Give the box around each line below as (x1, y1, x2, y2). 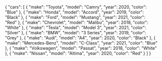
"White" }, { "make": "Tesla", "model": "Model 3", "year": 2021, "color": (5, 25, 146, 30)
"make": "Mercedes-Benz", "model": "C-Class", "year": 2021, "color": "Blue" (5, 40, 158, 46)
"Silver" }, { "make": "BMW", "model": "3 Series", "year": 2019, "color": (5, 30, 146, 35)
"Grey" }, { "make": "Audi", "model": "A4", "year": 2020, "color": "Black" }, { (5, 35, 156, 41)
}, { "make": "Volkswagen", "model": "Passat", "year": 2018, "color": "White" (5, 46, 157, 51)
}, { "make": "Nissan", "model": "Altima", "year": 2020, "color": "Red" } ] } (5, 50, 151, 56)
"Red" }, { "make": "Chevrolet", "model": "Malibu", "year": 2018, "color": (5, 19, 149, 25)
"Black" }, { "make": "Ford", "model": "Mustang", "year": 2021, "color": (5, 15, 146, 20)
